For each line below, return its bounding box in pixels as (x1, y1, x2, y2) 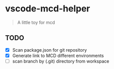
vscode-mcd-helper (5, 3, 90, 14)
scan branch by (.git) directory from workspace (12, 58, 110, 64)
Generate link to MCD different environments (12, 53, 104, 59)
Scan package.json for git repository (12, 47, 87, 53)
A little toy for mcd (17, 19, 56, 25)
